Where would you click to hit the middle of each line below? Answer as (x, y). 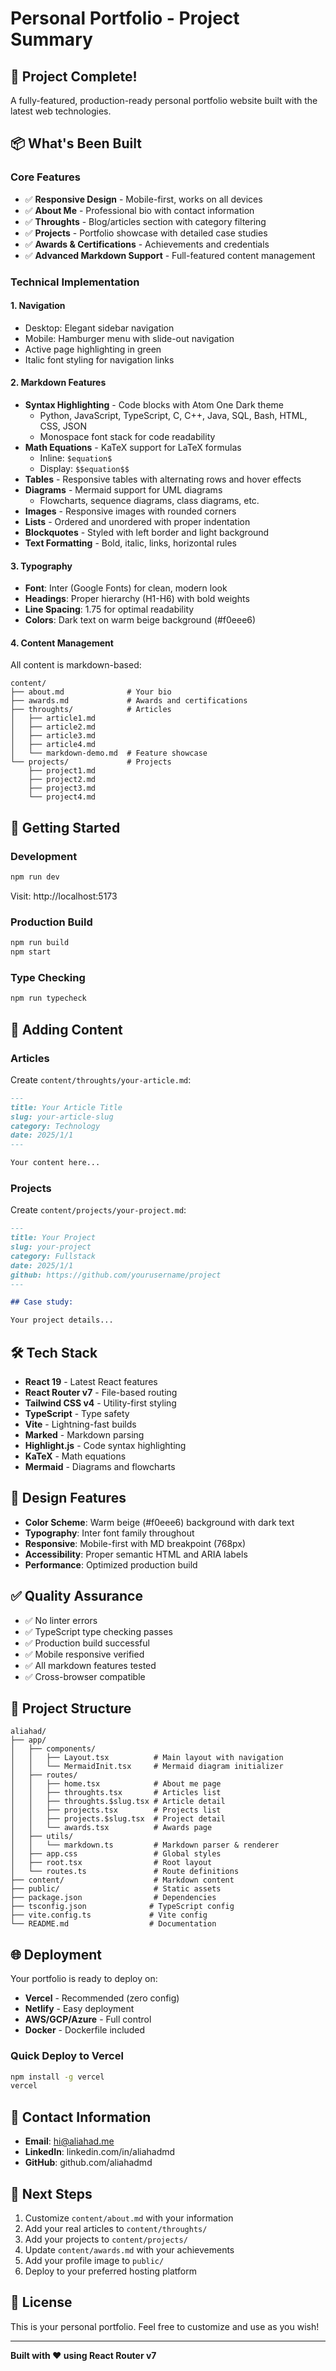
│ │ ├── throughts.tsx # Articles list (116, 1793)
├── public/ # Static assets (116, 1889)
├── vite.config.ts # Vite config (109, 1915)
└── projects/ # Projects (91, 762)
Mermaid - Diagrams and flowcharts (100, 1466)
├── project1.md (62, 771)
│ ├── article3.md (53, 736)
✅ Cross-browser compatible (85, 1676)
